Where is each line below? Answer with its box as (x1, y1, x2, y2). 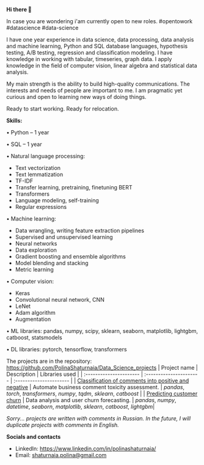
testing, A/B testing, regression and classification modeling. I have (6, 49, 173, 56)
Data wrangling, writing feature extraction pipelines (15, 227, 145, 234)
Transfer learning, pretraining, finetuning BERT (15, 184, 133, 191)
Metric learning (15, 266, 54, 273)
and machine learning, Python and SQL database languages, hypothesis (6, 43, 188, 49)
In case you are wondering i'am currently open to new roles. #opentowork (6, 18, 193, 24)
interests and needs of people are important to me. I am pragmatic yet (6, 87, 183, 94)
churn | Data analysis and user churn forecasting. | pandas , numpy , (6, 397, 177, 403)
